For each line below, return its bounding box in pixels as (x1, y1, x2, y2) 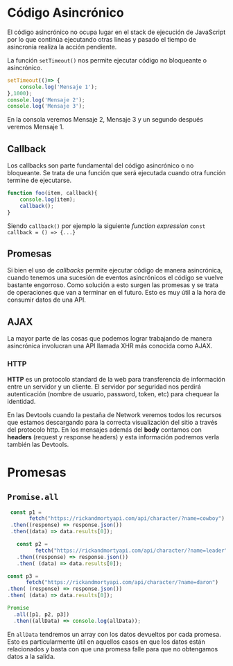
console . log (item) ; (19, 196, 76, 203)
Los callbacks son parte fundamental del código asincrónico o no (7, 161, 194, 170)
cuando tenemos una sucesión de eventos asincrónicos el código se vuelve (7, 273, 224, 282)
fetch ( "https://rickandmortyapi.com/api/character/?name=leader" (35, 547, 228, 554)
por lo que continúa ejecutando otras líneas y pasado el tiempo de (7, 35, 196, 43)
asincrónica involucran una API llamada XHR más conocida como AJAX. (7, 342, 213, 350)
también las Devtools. (7, 440, 69, 448)
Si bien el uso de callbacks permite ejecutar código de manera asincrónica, (7, 266, 223, 275)
